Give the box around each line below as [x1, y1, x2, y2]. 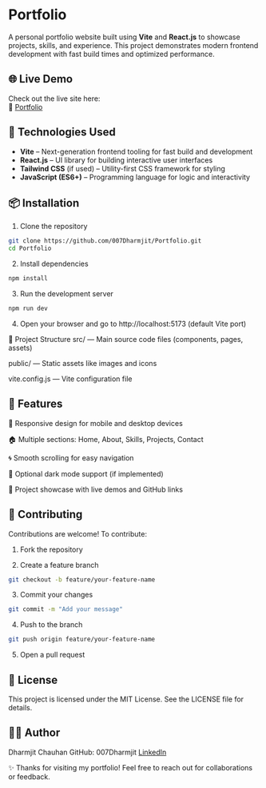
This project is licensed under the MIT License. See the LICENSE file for [8, 694, 244, 704]
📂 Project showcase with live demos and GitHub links [8, 484, 184, 494]
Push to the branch [19, 620, 83, 629]
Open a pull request [19, 650, 85, 660]
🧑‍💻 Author [8, 726, 61, 740]
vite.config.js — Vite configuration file [8, 374, 133, 384]
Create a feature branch [19, 560, 99, 569]
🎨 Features [8, 397, 63, 411]
